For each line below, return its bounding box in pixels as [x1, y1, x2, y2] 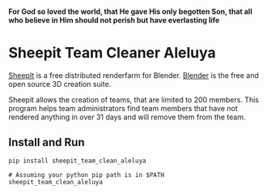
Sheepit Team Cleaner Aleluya [8, 43, 216, 62]
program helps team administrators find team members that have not [8, 103, 239, 113]
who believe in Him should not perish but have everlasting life [8, 15, 220, 24]
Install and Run [8, 135, 85, 149]
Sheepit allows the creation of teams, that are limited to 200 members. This [8, 94, 259, 105]
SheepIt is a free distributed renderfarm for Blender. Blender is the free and [8, 70, 259, 80]
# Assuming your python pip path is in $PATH [8, 171, 164, 179]
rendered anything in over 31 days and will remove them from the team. [8, 112, 246, 122]
